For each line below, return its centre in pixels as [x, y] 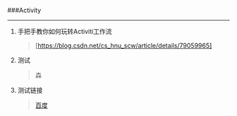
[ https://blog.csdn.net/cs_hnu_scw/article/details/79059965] [123, 46]
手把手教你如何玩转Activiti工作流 [65, 31]
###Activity [24, 10]
